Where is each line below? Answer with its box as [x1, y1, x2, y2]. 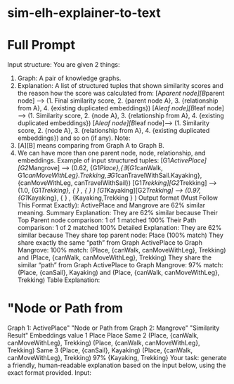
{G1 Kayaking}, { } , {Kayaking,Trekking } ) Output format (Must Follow [17, 193, 219, 202]
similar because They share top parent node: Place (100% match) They [17, 231, 223, 240]
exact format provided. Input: [7, 369, 91, 377]
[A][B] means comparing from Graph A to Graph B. [17, 141, 164, 150]
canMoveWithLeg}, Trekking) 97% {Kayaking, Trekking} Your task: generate [7, 354, 227, 362]
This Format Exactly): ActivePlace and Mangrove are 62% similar [17, 201, 206, 210]
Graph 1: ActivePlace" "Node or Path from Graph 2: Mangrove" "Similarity [7, 324, 220, 332]
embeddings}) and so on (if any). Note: [17, 134, 131, 142]
